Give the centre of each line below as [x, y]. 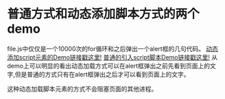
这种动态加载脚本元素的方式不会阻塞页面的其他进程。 [82, 89]
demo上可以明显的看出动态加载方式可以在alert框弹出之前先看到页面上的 [109, 66]
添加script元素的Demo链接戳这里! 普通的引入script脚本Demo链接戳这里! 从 [113, 57]
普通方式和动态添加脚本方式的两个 [104, 14]
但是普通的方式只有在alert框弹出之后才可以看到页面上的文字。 [102, 74]
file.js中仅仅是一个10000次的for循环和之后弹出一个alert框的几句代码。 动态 [113, 48]
